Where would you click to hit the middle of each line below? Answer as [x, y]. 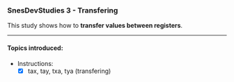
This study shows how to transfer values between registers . [95, 26]
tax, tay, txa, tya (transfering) [69, 71]
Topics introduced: [36, 48]
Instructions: [35, 63]
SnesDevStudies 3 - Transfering [63, 10]
